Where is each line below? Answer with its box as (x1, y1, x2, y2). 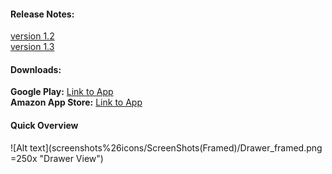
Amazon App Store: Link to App (10, 96, 143, 109)
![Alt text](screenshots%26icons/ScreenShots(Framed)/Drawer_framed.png (10, 141, 323, 154)
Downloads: (10, 63, 62, 75)
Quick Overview (10, 120, 79, 131)
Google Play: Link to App (10, 86, 114, 98)
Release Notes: (10, 8, 75, 20)
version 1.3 (10, 41, 55, 53)
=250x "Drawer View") (10, 152, 104, 164)
